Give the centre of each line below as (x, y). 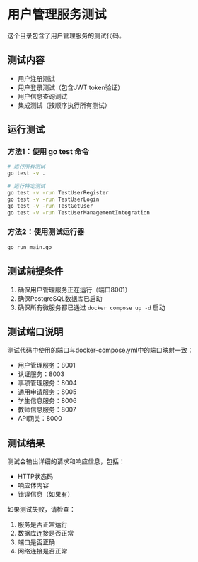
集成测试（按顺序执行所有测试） (64, 105)
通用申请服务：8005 (47, 392)
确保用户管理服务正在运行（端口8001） (74, 290)
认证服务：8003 (41, 374)
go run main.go (30, 247)
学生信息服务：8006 (47, 401)
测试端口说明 (35, 332)
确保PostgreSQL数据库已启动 (60, 298)
